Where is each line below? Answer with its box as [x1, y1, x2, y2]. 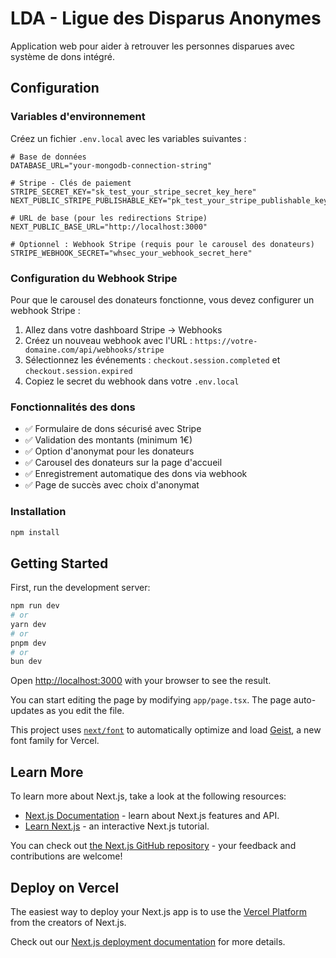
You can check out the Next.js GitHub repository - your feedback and [10, 840, 297, 852]
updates [10, 705, 45, 717]
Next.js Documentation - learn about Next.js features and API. [24, 810, 280, 822]
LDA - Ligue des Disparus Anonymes [10, 7, 322, 30]
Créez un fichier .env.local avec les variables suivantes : [10, 132, 247, 144]
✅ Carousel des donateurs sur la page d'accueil [24, 457, 223, 469]
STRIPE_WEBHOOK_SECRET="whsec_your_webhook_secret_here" [10, 248, 253, 258]
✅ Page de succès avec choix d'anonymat [24, 479, 200, 491]
